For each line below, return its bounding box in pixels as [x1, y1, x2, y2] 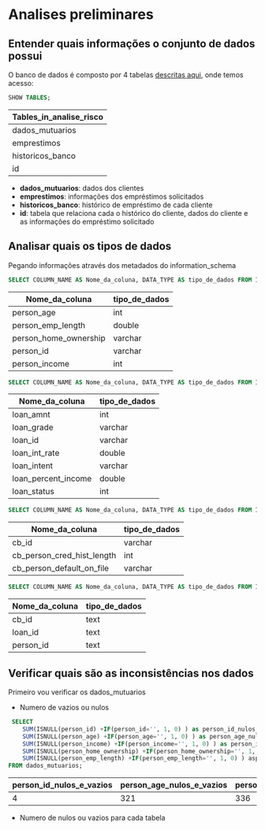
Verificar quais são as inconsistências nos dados [8, 666, 254, 679]
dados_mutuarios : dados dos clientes [19, 183, 144, 192]
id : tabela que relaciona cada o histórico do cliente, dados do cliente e [19, 208, 248, 218]
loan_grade [12, 422, 54, 433]
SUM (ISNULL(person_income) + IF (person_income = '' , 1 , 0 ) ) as [22, 739, 227, 748]
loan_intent [12, 460, 54, 471]
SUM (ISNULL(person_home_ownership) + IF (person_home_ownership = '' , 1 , [22, 747, 256, 755]
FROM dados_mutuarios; [8, 762, 83, 770]
